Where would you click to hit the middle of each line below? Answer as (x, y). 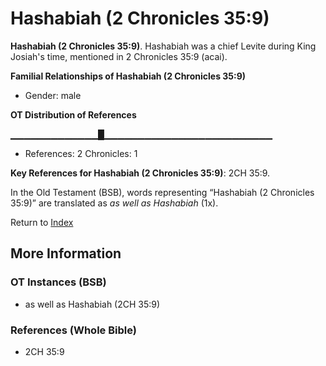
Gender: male (53, 95)
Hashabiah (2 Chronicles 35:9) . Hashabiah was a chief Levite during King (163, 46)
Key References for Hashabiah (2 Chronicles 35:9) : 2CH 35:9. (140, 173)
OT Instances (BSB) (58, 282)
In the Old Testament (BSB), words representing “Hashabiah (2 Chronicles (162, 192)
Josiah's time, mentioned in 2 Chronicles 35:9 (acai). (119, 56)
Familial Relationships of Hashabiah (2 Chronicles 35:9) (128, 76)
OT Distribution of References (73, 114)
